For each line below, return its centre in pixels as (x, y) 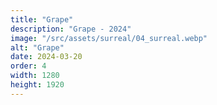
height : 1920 (37, 85)
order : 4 (28, 66)
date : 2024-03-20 (46, 57)
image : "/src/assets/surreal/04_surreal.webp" (109, 38)
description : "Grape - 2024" (71, 29)
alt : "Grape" (37, 47)
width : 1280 (35, 76)
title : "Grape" (42, 19)
